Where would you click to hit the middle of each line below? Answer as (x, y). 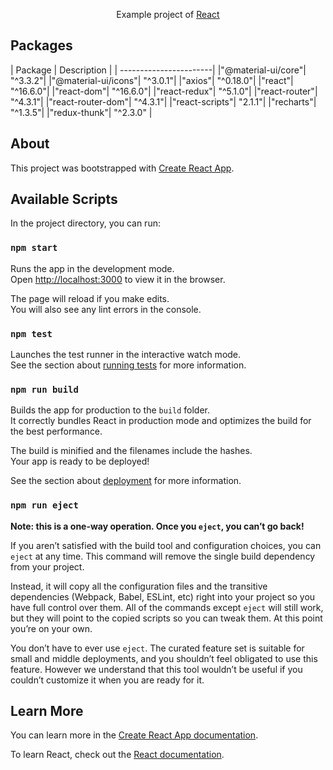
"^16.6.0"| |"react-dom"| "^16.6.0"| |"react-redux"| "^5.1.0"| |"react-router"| (164, 91)
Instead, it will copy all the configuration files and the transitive (139, 586)
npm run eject (44, 505)
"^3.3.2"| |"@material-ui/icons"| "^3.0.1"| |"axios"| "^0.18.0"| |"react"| (152, 80)
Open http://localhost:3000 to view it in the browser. (118, 279)
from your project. (47, 566)
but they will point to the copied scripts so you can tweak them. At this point (166, 618)
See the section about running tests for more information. (128, 365)
